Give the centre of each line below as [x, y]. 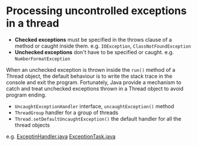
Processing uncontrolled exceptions [96, 11]
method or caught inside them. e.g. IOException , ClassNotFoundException [103, 46]
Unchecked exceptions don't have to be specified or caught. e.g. [94, 52]
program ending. [26, 95]
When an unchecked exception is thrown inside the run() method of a [91, 69]
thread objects [32, 125]
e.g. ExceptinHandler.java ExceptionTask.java [61, 136]
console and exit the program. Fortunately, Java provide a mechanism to [94, 82]
